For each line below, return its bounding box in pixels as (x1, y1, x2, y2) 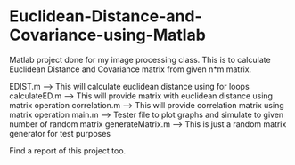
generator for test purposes (9, 128, 111, 138)
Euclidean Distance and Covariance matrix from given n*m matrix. (9, 64, 252, 75)
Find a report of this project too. (9, 145, 127, 156)
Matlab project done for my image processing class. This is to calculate (9, 54, 271, 65)
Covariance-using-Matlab (9, 25, 207, 45)
